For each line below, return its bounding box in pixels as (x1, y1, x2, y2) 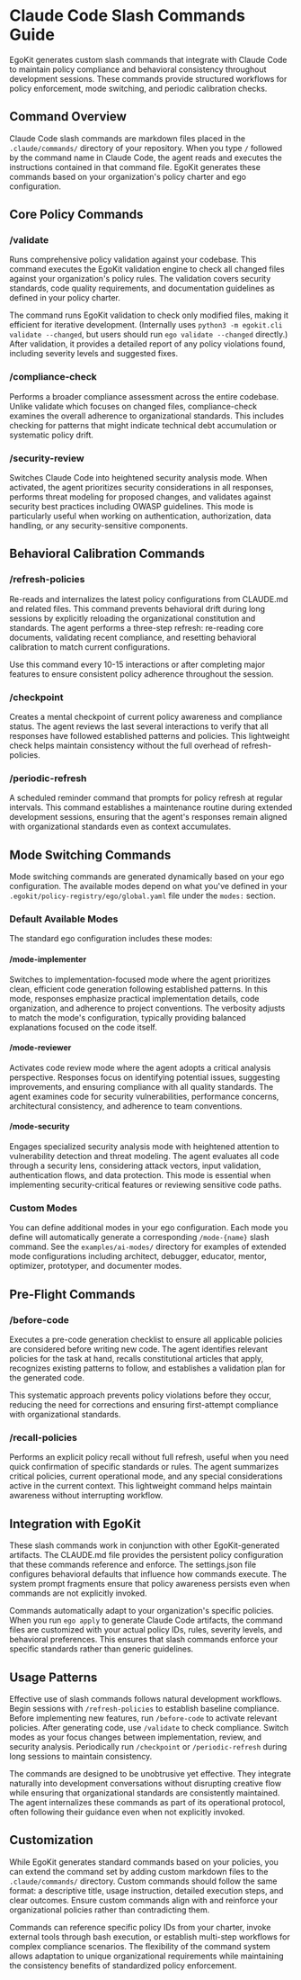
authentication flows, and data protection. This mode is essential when (9, 1170, 271, 1181)
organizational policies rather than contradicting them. (9, 1904, 210, 1915)
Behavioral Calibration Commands (9, 546, 205, 562)
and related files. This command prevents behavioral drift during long (9, 603, 266, 614)
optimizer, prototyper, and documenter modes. (9, 1261, 182, 1272)
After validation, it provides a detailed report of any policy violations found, (9, 338, 286, 349)
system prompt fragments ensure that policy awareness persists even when (9, 1579, 290, 1589)
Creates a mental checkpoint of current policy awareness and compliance (9, 712, 283, 723)
